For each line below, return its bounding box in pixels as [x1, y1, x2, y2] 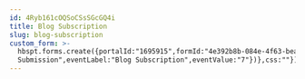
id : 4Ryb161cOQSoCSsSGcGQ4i [9, 13, 116, 23]
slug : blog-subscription [9, 30, 103, 39]
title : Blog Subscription [9, 22, 107, 31]
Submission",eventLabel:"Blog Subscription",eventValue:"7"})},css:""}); [17, 55, 302, 64]
